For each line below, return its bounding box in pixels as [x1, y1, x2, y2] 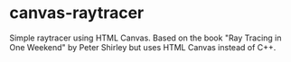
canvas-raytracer [9, 3, 145, 23]
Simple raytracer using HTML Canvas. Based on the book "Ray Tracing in [9, 32, 282, 43]
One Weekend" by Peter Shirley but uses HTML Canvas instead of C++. [9, 41, 277, 52]
